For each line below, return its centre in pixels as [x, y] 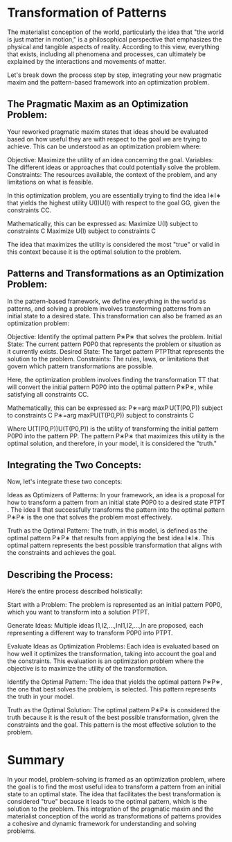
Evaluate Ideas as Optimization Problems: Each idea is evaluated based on [113, 646]
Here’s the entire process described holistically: [75, 592]
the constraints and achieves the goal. [62, 553]
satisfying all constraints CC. [48, 394]
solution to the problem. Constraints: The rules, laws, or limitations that [108, 359]
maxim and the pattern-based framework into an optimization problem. [108, 82]
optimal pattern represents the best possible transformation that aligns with [115, 545]
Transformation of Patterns [87, 13]
